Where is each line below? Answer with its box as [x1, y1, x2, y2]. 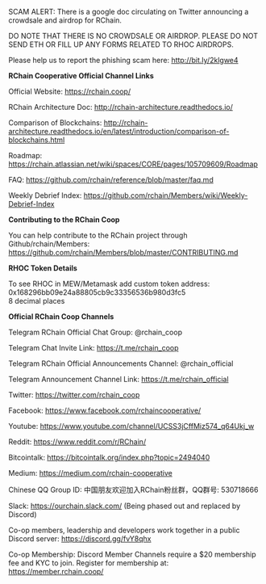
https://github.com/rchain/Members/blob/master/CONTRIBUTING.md [8, 248, 239, 257]
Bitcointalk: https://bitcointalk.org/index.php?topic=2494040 [8, 452, 210, 462]
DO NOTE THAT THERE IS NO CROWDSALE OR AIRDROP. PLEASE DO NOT [8, 32, 258, 40]
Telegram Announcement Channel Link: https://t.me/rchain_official [8, 375, 229, 384]
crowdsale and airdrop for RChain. [8, 15, 123, 25]
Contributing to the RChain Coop [8, 215, 120, 225]
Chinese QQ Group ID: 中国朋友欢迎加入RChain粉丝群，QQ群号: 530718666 [8, 485, 259, 494]
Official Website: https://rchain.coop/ [8, 86, 131, 96]
